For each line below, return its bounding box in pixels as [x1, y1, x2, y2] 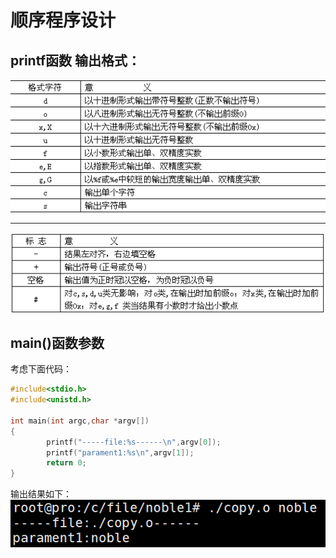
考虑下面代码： [10, 363, 72, 375]
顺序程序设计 [10, 9, 117, 32]
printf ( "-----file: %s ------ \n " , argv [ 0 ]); [46, 437, 222, 447]
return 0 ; [46, 458, 87, 468]
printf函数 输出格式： [10, 52, 141, 69]
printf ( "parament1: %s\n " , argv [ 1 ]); [46, 447, 195, 458]
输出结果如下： [10, 488, 72, 500]
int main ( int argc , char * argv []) [10, 416, 150, 426]
